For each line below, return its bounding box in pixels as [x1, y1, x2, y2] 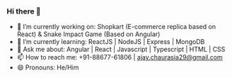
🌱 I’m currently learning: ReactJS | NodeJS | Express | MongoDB [16, 38, 205, 46]
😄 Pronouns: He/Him [16, 63, 79, 72]
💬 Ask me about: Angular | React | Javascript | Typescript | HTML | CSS [16, 45, 226, 54]
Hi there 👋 [6, 6, 42, 16]
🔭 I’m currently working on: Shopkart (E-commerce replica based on [16, 23, 216, 31]
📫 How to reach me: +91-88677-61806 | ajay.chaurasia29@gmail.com [16, 53, 224, 62]
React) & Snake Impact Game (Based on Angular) [16, 30, 161, 38]
